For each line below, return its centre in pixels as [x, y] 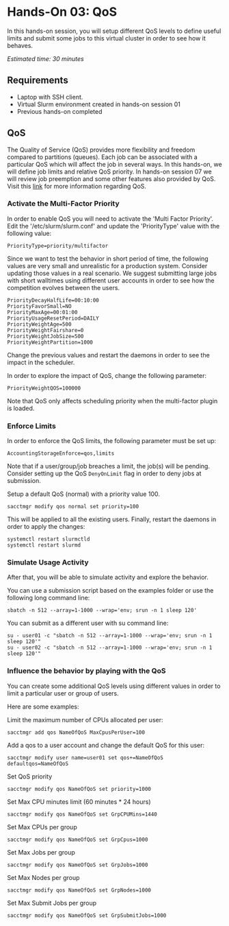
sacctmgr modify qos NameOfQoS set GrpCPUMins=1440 [82, 814]
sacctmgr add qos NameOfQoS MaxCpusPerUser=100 [76, 732]
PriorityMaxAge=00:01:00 [42, 312]
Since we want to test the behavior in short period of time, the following [108, 259]
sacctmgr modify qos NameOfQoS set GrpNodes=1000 [79, 890]
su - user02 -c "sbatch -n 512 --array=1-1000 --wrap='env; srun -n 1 [110, 648]
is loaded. [21, 408]
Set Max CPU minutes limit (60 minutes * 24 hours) [79, 802]
